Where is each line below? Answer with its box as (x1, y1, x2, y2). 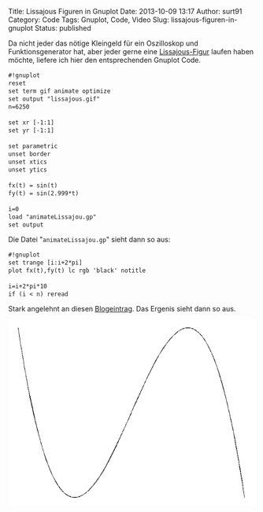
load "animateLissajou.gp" (8, 213, 97, 221)
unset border (8, 150, 51, 158)
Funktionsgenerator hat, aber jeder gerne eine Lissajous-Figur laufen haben (8, 47, 254, 56)
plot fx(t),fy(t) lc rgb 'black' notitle (8, 267, 146, 274)
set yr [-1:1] (8, 127, 55, 134)
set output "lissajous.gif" (8, 95, 101, 103)
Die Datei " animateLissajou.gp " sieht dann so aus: (8, 235, 171, 244)
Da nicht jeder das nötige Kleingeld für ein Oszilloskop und (8, 39, 198, 48)
